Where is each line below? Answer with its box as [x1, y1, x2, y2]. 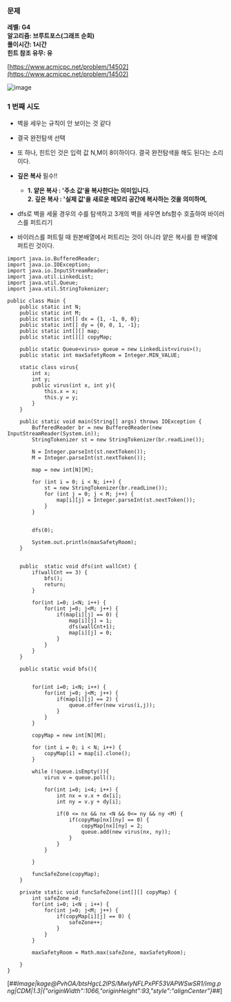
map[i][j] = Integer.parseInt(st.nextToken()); [56, 497, 196, 503]
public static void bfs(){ [19, 665, 97, 672]
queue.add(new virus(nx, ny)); [81, 828, 171, 835]
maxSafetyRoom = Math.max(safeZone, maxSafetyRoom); [32, 949, 187, 956]
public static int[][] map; [19, 328, 100, 334]
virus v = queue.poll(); [43, 774, 116, 781]
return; [43, 581, 67, 588]
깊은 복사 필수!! [17, 171, 58, 180]
